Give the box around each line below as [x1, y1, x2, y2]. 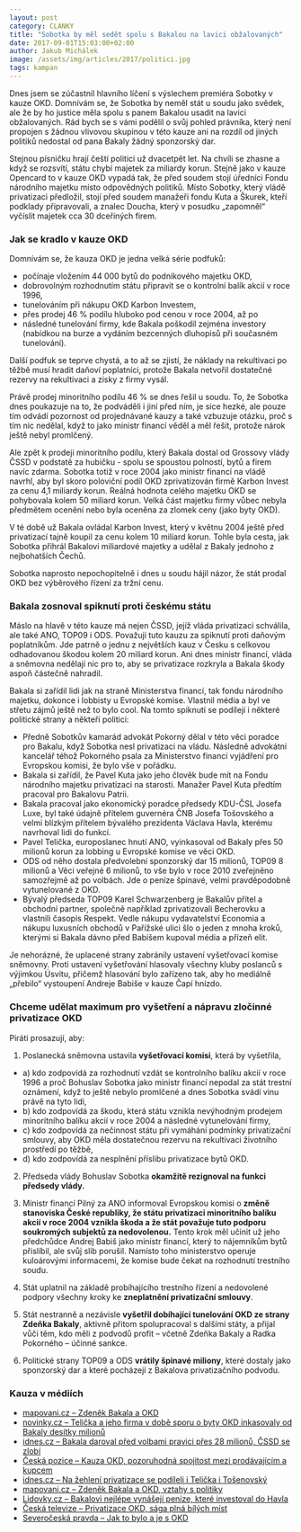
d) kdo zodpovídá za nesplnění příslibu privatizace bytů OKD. [22, 1153, 249, 1164]
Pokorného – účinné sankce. [22, 1337, 128, 1349]
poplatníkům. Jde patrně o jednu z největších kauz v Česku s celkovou [9, 639, 271, 650]
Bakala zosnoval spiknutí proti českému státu [9, 600, 211, 612]
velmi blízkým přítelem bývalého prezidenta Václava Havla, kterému [22, 817, 272, 828]
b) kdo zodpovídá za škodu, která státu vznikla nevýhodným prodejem [22, 1105, 283, 1116]
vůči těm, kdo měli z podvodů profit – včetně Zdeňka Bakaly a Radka [22, 1328, 277, 1339]
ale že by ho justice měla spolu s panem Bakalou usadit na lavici [9, 107, 247, 118]
